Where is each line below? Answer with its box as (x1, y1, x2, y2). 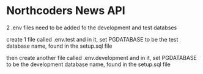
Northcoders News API (6, 4, 125, 18)
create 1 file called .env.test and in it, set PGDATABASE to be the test (6, 35, 179, 43)
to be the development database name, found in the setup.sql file (6, 61, 171, 68)
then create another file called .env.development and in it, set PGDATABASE (6, 54, 197, 61)
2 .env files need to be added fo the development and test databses (6, 24, 177, 31)
